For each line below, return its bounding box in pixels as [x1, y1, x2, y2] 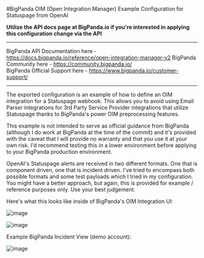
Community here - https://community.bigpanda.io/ [6, 60, 132, 68]
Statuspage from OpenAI [6, 12, 69, 19]
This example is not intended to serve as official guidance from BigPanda [6, 122, 189, 129]
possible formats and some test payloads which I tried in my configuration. [6, 173, 193, 180]
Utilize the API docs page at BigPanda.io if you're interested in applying [6, 24, 190, 30]
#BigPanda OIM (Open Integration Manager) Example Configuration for [6, 5, 184, 12]
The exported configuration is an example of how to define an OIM [6, 91, 173, 98]
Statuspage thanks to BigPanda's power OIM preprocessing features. [6, 110, 180, 118]
